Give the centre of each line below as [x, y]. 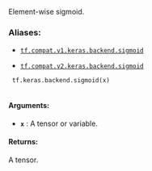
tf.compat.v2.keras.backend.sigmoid [82, 67]
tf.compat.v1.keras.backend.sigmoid [82, 51]
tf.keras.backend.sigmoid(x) [61, 81]
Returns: [23, 142]
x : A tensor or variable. [59, 123]
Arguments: [29, 105]
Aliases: [25, 32]
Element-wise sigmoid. [46, 12]
